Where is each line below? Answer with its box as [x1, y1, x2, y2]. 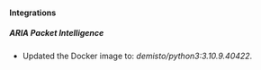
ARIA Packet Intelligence [9, 28, 104, 39]
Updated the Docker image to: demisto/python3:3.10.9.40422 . [22, 50, 253, 61]
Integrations [9, 7, 57, 18]
